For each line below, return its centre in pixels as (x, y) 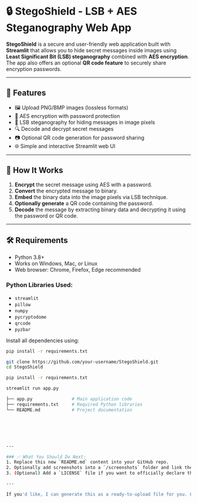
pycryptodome (30, 317)
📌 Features (26, 93)
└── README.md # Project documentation (69, 410)
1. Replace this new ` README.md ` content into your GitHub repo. (87, 462)
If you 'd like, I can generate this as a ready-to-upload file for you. (97, 494)
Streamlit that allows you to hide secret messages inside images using (91, 50)
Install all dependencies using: (43, 340)
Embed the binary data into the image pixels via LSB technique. (91, 197)
